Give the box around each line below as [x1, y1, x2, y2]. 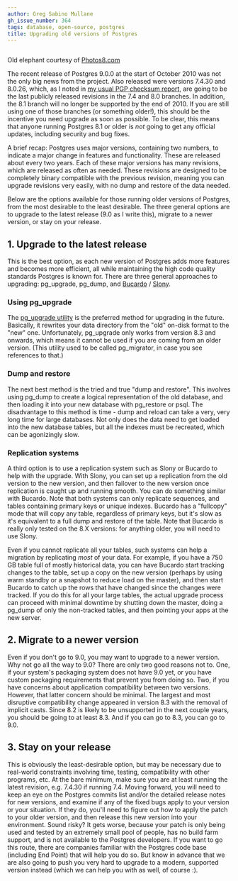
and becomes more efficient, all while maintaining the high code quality [7, 265, 216, 273]
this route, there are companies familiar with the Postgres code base [7, 843, 207, 851]
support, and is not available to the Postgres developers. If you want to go [7, 835, 223, 844]
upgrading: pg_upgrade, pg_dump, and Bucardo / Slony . [7, 279, 171, 288]
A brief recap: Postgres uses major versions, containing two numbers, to [7, 143, 219, 153]
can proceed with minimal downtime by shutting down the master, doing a [7, 598, 223, 606]
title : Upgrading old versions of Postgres [7, 30, 138, 38]
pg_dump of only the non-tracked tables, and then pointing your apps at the [7, 606, 229, 614]
